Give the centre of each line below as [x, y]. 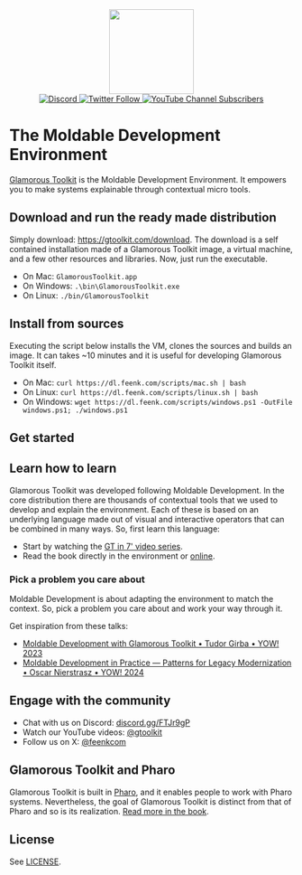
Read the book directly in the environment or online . [119, 556]
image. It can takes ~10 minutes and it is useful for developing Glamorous [146, 355]
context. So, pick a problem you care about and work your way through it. [146, 608]
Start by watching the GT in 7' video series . [102, 546]
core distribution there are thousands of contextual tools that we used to [143, 500]
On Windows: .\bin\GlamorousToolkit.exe [101, 286]
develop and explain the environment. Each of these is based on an [134, 509]
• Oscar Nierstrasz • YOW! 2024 [83, 673]
